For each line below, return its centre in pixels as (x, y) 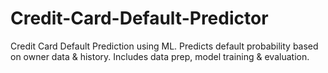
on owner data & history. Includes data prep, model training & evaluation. (160, 56)
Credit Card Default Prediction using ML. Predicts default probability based (164, 46)
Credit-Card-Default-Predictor (139, 18)
